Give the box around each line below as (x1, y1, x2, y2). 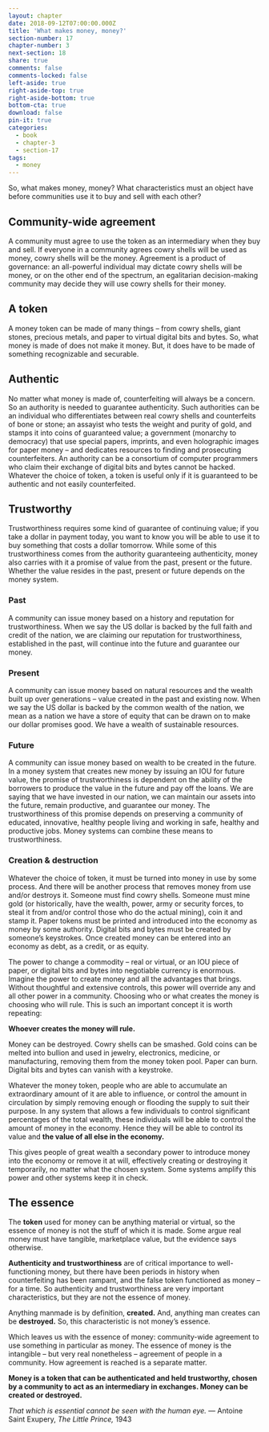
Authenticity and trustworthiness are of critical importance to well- (8, 1259, 234, 1268)
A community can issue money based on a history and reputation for (8, 613, 235, 622)
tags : (8, 153, 26, 161)
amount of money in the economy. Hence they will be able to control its (8, 1123, 243, 1132)
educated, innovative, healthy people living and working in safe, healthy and (8, 818, 259, 827)
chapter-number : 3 (8, 42, 70, 50)
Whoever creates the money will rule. (8, 1023, 136, 1033)
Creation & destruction (8, 855, 98, 866)
